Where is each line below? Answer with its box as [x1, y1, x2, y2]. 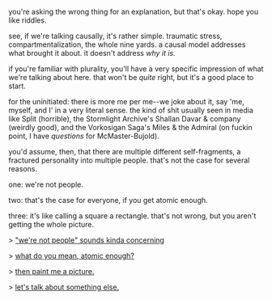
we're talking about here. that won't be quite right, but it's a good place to [8, 73, 254, 82]
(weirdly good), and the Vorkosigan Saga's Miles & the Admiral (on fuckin [8, 123, 253, 132]
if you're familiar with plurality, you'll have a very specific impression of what [8, 64, 264, 74]
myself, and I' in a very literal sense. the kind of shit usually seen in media [8, 105, 253, 115]
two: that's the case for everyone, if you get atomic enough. [8, 196, 208, 205]
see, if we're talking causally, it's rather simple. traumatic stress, [8, 32, 223, 40]
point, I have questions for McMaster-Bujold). [8, 131, 159, 141]
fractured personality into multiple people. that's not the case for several [8, 155, 250, 165]
